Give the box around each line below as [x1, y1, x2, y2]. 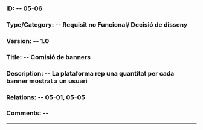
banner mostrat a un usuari [6, 77, 88, 85]
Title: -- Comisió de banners [6, 53, 91, 61]
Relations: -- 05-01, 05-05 [6, 93, 86, 101]
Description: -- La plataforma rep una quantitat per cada [6, 69, 175, 77]
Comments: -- [6, 109, 49, 117]
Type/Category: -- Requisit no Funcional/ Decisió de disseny [6, 20, 188, 28]
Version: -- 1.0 [6, 36, 50, 45]
